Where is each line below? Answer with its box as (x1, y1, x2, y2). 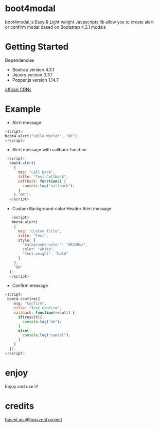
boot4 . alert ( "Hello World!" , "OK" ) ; (5, 133, 79, 139)
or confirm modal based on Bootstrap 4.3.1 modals (5, 24, 106, 30)
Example (5, 104, 41, 115)
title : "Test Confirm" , (14, 306, 62, 311)
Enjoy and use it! (5, 383, 38, 389)
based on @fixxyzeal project (5, 416, 62, 422)
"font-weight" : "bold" (22, 251, 69, 256)
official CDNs (5, 86, 32, 92)
